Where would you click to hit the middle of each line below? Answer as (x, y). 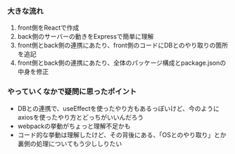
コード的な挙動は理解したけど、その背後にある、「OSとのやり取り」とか (122, 134)
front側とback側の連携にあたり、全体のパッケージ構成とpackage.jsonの (122, 63)
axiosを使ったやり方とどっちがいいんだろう (81, 117)
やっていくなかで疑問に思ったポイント (72, 91)
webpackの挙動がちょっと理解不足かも (74, 126)
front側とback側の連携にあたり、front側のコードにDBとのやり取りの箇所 (123, 45)
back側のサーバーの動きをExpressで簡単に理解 (85, 37)
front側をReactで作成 (48, 28)
